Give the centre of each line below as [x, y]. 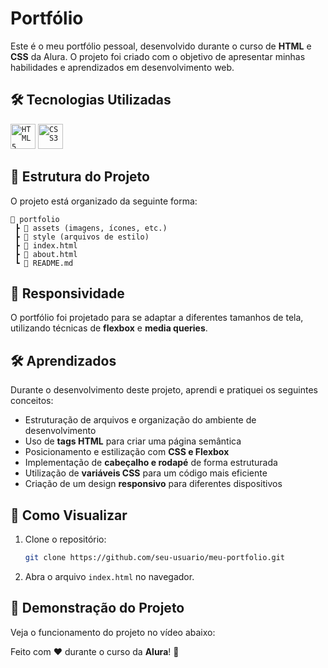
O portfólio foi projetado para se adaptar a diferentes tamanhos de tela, [157, 318]
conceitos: [32, 401]
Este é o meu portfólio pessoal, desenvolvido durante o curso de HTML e [161, 46]
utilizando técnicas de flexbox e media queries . [109, 328]
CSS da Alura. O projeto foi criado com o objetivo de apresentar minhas [158, 56]
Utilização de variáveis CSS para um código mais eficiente [146, 473]
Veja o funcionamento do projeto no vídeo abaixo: [113, 632]
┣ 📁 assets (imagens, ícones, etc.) [91, 228]
